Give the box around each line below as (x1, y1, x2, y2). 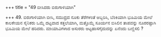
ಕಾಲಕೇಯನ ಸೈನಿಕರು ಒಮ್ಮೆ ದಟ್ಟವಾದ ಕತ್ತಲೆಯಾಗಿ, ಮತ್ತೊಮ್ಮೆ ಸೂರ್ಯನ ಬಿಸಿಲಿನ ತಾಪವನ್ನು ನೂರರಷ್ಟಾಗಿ (5, 20, 156, 25)
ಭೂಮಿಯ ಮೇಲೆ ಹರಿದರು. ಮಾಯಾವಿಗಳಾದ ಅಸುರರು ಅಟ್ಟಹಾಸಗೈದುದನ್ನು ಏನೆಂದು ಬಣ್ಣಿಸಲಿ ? (5, 25, 144, 31)
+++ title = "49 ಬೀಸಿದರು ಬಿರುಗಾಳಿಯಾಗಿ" (5, 4, 76, 10)
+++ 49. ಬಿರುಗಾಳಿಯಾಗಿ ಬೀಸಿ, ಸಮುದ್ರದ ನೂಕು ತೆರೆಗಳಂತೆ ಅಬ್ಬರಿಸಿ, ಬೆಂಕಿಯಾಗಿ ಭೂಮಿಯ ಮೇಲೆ (5, 14, 153, 20)
